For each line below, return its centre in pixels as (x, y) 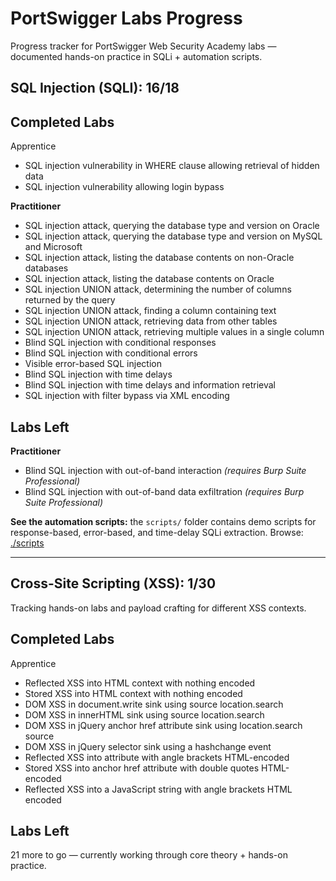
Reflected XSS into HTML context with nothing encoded (140, 683)
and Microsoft (53, 247)
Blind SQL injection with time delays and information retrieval (150, 385)
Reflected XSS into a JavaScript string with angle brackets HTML (158, 789)
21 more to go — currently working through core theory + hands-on (149, 855)
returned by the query (70, 300)
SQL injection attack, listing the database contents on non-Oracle (159, 258)
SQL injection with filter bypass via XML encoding (127, 396)
